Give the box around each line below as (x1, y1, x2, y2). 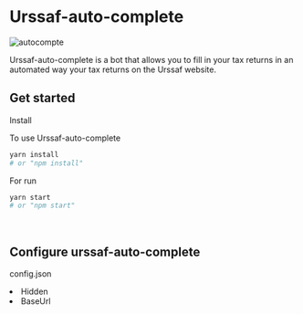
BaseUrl (21, 296, 51, 307)
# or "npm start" (9, 201, 76, 211)
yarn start (9, 193, 51, 202)
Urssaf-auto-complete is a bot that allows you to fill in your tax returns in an (9, 54, 294, 65)
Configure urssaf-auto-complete (9, 244, 201, 259)
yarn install (9, 150, 59, 159)
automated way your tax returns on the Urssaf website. (9, 64, 217, 75)
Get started (9, 90, 76, 106)
